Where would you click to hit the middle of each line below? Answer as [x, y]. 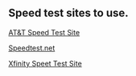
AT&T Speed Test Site [44, 32]
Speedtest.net [32, 48]
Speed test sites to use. [68, 13]
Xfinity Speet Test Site [45, 63]
